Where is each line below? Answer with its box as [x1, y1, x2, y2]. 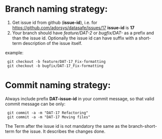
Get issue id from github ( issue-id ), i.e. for [12, 20, 98, 25]
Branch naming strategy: [5, 3, 108, 15]
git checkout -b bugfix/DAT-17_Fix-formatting [7, 63, 104, 68]
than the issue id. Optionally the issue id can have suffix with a [12, 35, 138, 41]
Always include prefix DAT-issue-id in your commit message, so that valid [5, 96, 155, 101]
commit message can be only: [5, 101, 66, 107]
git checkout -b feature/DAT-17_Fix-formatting [7, 59, 106, 64]
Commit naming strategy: [5, 79, 111, 91]
